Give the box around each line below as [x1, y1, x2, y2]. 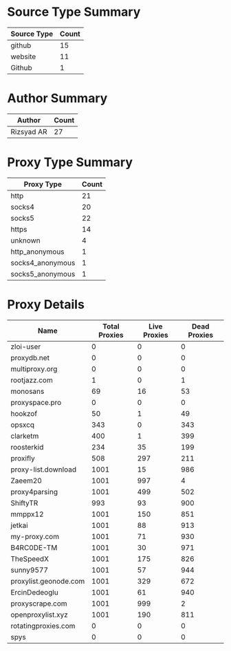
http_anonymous [10, 247, 65, 256]
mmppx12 [10, 509, 44, 519]
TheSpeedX [10, 554, 49, 564]
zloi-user [10, 342, 41, 351]
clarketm [10, 431, 39, 441]
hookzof [10, 408, 38, 418]
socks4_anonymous [10, 258, 76, 267]
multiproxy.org [10, 364, 58, 373]
